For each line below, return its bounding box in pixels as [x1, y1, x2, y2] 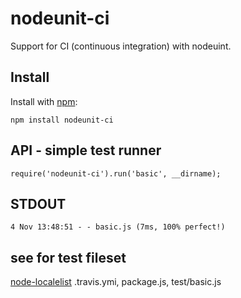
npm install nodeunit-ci [10, 115, 114, 125]
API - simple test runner [10, 142, 162, 159]
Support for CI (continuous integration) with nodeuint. [10, 40, 232, 52]
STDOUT [10, 195, 67, 212]
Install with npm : [10, 95, 78, 107]
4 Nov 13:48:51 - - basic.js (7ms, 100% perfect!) [10, 222, 226, 232]
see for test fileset [10, 249, 127, 266]
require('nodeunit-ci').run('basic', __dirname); [10, 168, 222, 179]
